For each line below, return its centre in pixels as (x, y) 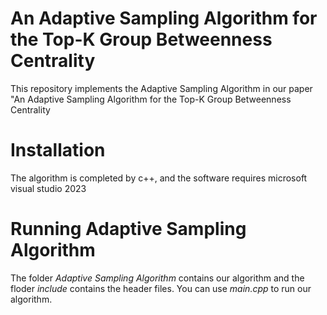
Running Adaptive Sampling (128, 229)
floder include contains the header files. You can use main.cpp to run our (161, 288)
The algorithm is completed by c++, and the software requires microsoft (159, 178)
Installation (58, 150)
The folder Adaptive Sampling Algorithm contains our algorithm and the (157, 278)
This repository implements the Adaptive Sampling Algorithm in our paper (161, 88)
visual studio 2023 (48, 188)
